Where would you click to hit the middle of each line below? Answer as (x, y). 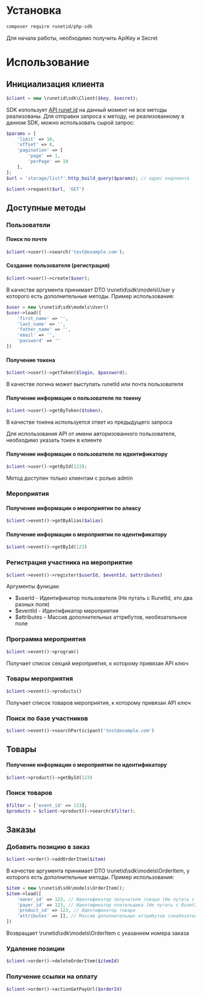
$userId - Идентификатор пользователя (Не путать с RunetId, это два (104, 598)
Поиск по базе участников (47, 718)
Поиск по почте (27, 239)
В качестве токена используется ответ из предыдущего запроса (89, 422)
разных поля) (32, 604)
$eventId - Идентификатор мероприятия (67, 611)
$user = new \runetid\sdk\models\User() (58, 307)
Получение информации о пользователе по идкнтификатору (87, 454)
